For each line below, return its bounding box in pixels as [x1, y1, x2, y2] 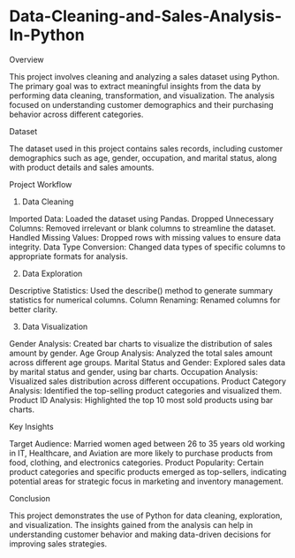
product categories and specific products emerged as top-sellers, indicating [9, 466, 287, 477]
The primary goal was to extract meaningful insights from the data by [9, 80, 261, 91]
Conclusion [9, 493, 51, 503]
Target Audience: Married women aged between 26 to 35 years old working [9, 438, 285, 448]
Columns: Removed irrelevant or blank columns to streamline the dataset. [9, 223, 276, 233]
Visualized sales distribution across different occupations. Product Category [9, 376, 287, 386]
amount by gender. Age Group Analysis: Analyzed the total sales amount [9, 348, 273, 358]
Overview [9, 54, 44, 65]
